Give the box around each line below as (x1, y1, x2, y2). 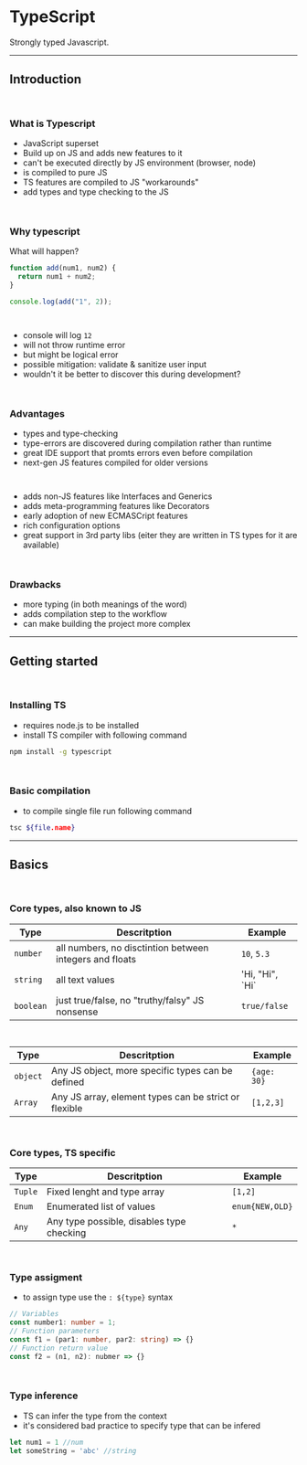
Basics (9, 856, 48, 872)
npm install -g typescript (9, 747, 112, 756)
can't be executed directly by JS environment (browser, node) (22, 157, 257, 168)
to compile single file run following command (22, 805, 192, 816)
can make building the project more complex (22, 619, 191, 630)
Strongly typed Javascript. (9, 37, 110, 48)
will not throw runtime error (22, 339, 126, 350)
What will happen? (9, 246, 79, 257)
